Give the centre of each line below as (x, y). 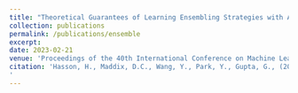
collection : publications (57, 26)
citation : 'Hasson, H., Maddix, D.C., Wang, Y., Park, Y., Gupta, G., (142, 67)
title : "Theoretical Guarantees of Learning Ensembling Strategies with (146, 17)
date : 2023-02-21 (41, 50)
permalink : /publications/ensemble (75, 34)
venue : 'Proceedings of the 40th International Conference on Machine (142, 58)
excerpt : (25, 42)
